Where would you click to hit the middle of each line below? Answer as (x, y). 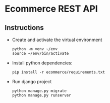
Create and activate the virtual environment (57, 40)
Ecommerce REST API (51, 9)
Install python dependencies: (42, 63)
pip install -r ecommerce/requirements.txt (59, 72)
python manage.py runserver (41, 95)
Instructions (24, 28)
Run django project (32, 81)
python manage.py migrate (39, 91)
